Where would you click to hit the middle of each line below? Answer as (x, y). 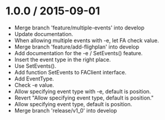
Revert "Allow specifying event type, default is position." (84, 98)
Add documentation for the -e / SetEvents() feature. (78, 53)
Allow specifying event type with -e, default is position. (82, 91)
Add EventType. (34, 79)
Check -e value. (34, 85)
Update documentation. (44, 34)
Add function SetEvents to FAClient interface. (70, 72)
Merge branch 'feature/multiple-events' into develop (79, 28)
